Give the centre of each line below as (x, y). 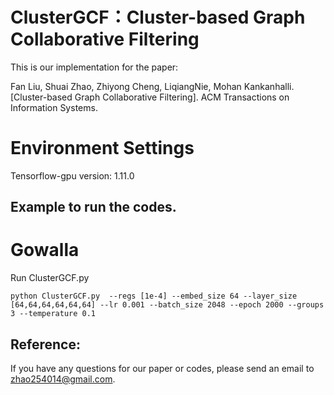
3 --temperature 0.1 (53, 314)
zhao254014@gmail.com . (63, 379)
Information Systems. (54, 107)
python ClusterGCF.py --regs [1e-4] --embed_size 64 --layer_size (154, 296)
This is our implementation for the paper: (94, 67)
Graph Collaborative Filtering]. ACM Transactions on (182, 97)
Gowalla (45, 250)
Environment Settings (102, 148)
